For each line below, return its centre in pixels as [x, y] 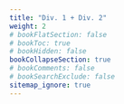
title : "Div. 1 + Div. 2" [58, 18]
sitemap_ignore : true [50, 85]
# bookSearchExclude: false [62, 77]
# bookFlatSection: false [58, 34]
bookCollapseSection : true [60, 60]
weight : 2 [28, 26]
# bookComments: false [52, 69]
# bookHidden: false [48, 52]
